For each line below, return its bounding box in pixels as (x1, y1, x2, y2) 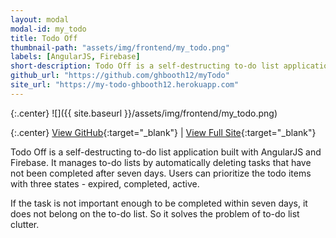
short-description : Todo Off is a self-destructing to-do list (10, 61, 280, 71)
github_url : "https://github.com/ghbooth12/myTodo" (10, 71, 230, 81)
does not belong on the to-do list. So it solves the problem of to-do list (10, 207, 300, 220)
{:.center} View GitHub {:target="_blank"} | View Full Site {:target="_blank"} (10, 126, 317, 138)
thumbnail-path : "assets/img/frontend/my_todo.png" (10, 42, 230, 53)
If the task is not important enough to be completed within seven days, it (10, 197, 308, 209)
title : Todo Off (10, 33, 78, 43)
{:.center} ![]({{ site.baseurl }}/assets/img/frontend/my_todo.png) (10, 107, 278, 119)
